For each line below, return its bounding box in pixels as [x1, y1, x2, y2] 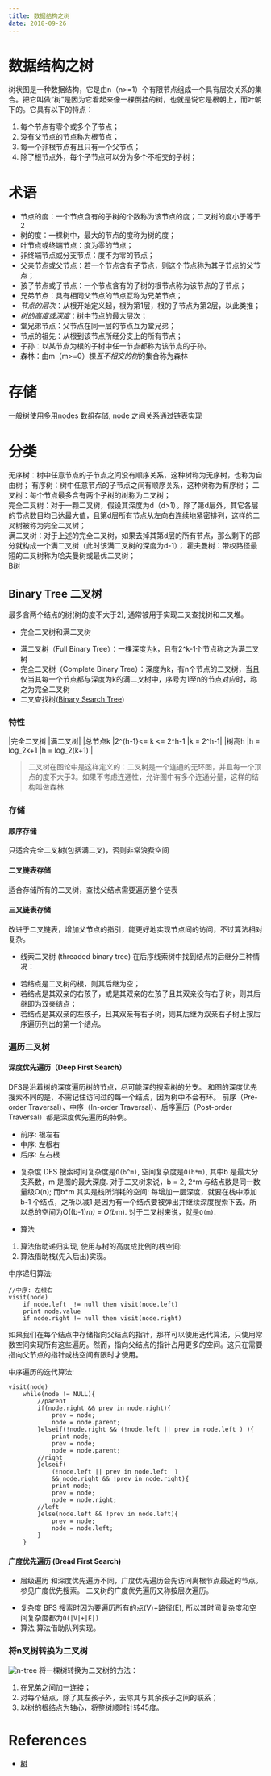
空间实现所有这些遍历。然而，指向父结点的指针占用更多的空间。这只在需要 [15, 1340, 263, 1349]
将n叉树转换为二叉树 [8, 1645, 89, 1657]
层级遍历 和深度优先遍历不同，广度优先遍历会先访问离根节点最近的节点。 [19, 1576, 263, 1586]
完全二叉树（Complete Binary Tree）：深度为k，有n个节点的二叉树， [19, 665, 246, 674]
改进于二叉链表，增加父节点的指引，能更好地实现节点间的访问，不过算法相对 [8, 924, 263, 934]
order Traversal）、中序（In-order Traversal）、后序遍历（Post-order [8, 1103, 232, 1112]
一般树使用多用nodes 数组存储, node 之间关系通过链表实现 [8, 411, 203, 420]
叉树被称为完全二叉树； [8, 521, 86, 531]
